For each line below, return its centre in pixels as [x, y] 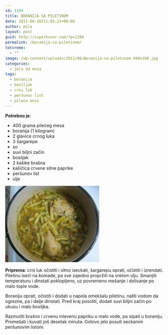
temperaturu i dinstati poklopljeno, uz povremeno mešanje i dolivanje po [80, 281]
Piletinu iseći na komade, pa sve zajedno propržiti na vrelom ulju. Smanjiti [81, 275]
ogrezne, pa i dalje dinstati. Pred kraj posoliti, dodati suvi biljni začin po [78, 301]
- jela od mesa [26, 69]
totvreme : [16, 48]
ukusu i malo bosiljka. [28, 306]
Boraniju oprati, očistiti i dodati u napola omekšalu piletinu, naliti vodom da [82, 296]
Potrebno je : [18, 116]
